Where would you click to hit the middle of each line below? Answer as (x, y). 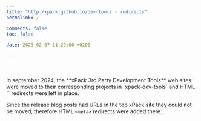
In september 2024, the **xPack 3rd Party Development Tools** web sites (99, 80)
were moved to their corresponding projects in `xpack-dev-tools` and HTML (101, 87)
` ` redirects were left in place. (43, 93)
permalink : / (23, 18)
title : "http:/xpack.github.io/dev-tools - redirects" (77, 12)
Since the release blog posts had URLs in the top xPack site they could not (99, 105)
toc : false (20, 34)
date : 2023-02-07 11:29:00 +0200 (48, 45)
